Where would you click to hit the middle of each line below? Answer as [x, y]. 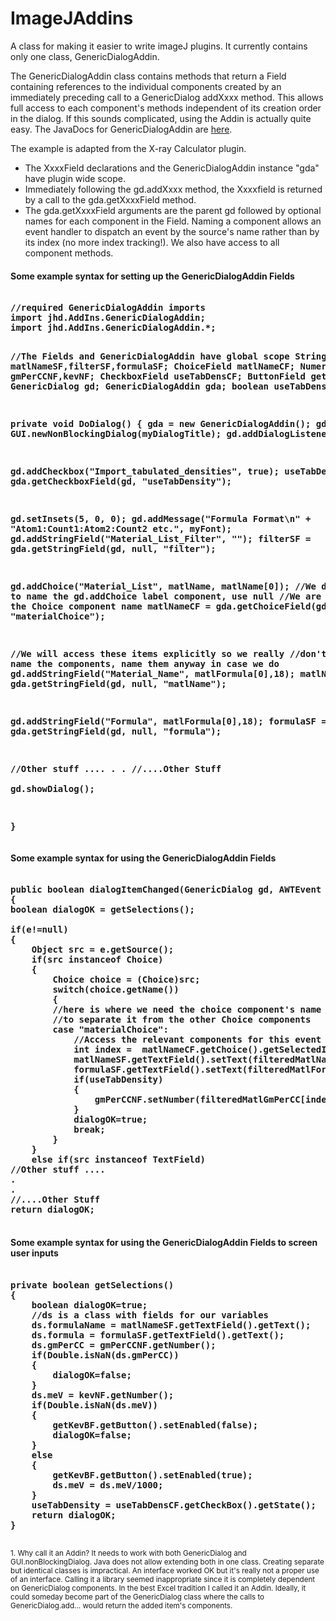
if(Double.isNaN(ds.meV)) [95, 1405]
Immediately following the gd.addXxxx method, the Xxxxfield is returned [173, 189]
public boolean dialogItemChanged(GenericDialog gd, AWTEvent [166, 890]
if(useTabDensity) [118, 1080]
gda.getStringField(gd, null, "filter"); [113, 549]
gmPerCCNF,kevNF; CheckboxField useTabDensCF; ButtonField [158, 376]
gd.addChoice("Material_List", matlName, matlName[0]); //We [163, 586]
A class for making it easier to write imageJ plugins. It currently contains [159, 46]
